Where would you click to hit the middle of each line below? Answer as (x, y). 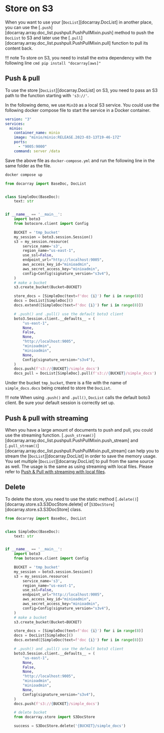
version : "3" (18, 119)
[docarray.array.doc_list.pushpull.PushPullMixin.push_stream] (67, 440)
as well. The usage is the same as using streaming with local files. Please (79, 466)
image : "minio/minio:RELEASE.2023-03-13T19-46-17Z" (68, 137)
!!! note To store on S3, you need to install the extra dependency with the (78, 57)
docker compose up (24, 175)
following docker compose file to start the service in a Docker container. (78, 110)
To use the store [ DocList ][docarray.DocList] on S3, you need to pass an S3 (82, 90)
